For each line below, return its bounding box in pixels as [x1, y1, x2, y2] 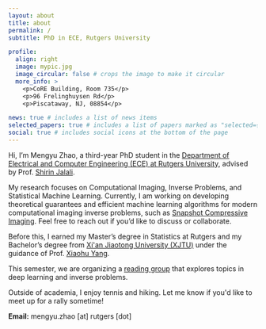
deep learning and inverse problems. [8, 272, 128, 281]
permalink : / [8, 26, 51, 34]
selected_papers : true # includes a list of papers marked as [8, 121, 218, 129]
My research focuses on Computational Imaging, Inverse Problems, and [8, 182, 242, 192]
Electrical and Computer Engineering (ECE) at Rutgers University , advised [8, 159, 249, 168]
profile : [8, 48, 37, 56]
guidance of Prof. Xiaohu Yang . [8, 248, 110, 258]
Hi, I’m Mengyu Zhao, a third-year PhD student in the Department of [8, 150, 230, 159]
